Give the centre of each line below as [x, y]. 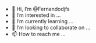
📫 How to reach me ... [38, 34]
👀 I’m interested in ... [36, 15]
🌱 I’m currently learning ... [42, 21]
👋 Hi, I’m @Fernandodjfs [40, 9]
